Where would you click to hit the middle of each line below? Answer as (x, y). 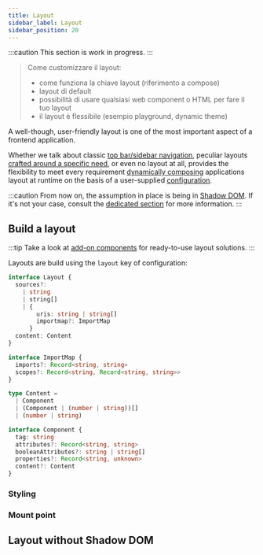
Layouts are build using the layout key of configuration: (98, 263)
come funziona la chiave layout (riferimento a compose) (129, 83)
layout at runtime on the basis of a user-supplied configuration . (110, 180)
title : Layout (31, 15)
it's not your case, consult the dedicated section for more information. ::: (125, 204)
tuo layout (55, 108)
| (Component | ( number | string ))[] (77, 409)
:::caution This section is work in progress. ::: (80, 53)
